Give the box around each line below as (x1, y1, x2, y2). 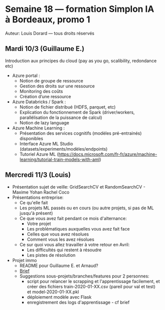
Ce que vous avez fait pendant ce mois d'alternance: (19, 215, 127, 221)
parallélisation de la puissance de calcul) (19, 115, 102, 120)
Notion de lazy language (19, 119, 69, 125)
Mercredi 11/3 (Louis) (5, 171, 71, 179)
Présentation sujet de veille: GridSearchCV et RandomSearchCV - (12, 184, 146, 190)
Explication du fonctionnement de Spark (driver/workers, (19, 109, 135, 115)
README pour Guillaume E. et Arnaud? (19, 263, 99, 269)
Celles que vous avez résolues (27, 231, 89, 237)
